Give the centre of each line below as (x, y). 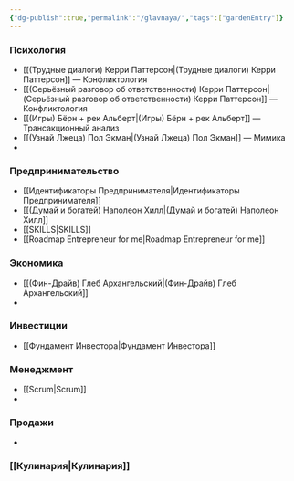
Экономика (37, 263)
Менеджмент (42, 369)
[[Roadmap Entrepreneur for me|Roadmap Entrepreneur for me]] (144, 239)
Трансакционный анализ (71, 128)
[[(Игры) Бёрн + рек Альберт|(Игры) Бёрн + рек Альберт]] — (142, 118)
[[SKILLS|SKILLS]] (57, 230)
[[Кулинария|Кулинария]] (70, 466)
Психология (38, 49)
